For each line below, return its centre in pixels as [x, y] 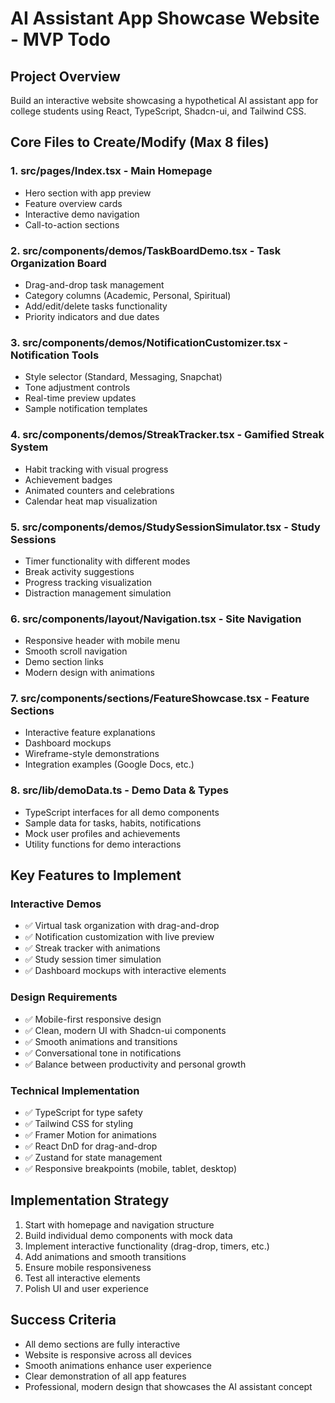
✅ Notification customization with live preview [119, 937]
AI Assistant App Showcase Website [165, 18]
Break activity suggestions [79, 571]
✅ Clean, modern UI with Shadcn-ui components [125, 1030]
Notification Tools [55, 355]
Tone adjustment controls [77, 388]
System [29, 447]
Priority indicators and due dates [92, 316]
